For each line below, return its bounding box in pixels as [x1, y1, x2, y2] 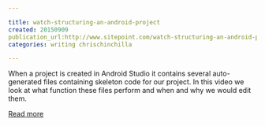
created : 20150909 [8, 25, 69, 34]
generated [8, 77, 42, 87]
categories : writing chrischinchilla [8, 40, 132, 48]
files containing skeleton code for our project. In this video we [43, 77, 244, 87]
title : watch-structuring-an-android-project [8, 18, 160, 26]
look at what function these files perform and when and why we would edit [8, 86, 252, 95]
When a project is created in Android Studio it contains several [8, 69, 211, 79]
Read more [8, 109, 44, 119]
